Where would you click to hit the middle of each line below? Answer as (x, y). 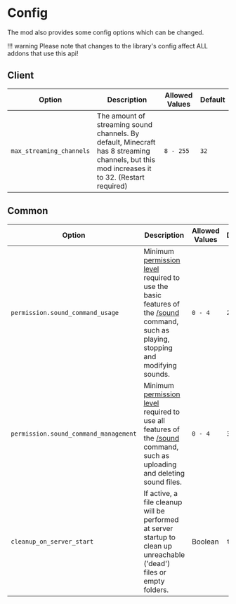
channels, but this (126, 159)
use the (156, 286)
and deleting (164, 473)
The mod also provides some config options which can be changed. (106, 32)
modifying (160, 365)
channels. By (118, 133)
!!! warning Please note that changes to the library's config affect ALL (108, 46)
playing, (157, 339)
